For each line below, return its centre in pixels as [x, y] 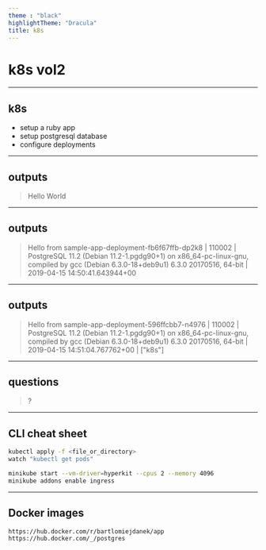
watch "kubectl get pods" [51, 460]
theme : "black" [35, 15]
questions [34, 382]
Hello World [47, 196]
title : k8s [26, 30]
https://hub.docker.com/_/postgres [67, 539]
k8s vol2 [37, 69]
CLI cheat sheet [47, 433]
